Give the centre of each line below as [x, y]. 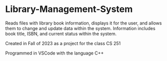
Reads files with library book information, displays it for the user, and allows [83, 23]
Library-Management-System [69, 9]
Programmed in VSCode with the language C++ [55, 53]
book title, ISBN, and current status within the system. [61, 33]
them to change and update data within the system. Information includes [80, 28]
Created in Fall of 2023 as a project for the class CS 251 [63, 43]
